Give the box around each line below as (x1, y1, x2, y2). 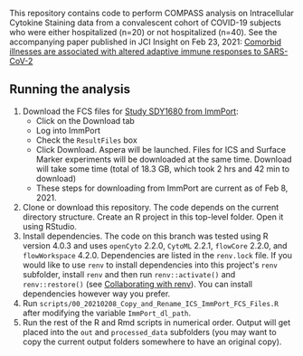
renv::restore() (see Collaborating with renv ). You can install (22, 278, 253, 289)
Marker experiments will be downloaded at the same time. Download (35, 154, 292, 164)
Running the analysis (9, 81, 131, 98)
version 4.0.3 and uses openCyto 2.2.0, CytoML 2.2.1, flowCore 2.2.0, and (22, 239, 288, 251)
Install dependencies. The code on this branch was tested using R (22, 230, 269, 241)
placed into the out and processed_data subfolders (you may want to (22, 326, 278, 337)
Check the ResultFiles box (35, 135, 137, 145)
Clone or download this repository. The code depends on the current (22, 201, 279, 212)
